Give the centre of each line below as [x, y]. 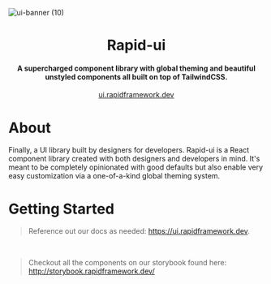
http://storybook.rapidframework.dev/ [92, 271]
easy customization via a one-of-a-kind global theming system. [114, 176]
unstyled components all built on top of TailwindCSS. [136, 76]
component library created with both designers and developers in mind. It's [134, 159]
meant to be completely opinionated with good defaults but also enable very [136, 167]
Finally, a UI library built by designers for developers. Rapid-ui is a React [129, 150]
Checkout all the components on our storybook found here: [127, 263]
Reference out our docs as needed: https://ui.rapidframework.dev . [139, 231]
